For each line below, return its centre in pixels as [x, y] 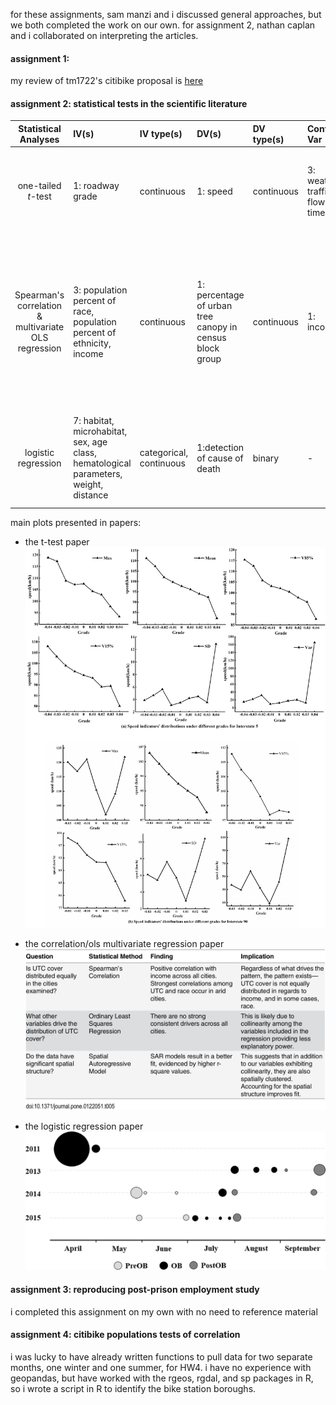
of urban [214, 306]
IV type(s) [161, 134]
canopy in [217, 327]
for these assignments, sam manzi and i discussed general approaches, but [166, 14]
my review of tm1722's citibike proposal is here [107, 81]
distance [91, 495]
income [88, 353]
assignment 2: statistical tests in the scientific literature [129, 103]
